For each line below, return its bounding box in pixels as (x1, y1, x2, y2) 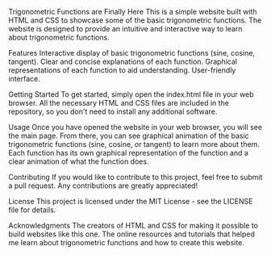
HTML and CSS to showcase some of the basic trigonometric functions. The (8, 15, 262, 25)
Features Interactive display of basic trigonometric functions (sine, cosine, (8, 48, 256, 57)
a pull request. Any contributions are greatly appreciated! (8, 181, 198, 190)
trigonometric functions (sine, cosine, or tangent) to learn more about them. (8, 140, 261, 148)
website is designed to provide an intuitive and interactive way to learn (8, 24, 243, 33)
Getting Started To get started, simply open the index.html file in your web (8, 90, 254, 99)
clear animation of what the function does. (8, 157, 149, 166)
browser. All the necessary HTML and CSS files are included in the (8, 98, 230, 107)
